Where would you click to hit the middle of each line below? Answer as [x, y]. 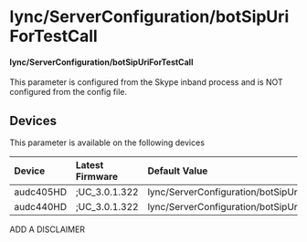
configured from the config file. [69, 92]
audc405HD [40, 192]
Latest [90, 165]
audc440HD [40, 207]
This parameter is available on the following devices [107, 142]
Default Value [178, 171]
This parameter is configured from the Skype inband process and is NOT [146, 82]
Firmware [97, 177]
